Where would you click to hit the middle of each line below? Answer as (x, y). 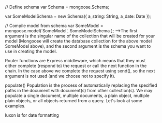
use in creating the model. (31, 51)
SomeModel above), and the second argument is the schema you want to (78, 46)
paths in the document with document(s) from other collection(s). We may (79, 90)
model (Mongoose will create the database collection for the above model (79, 41)
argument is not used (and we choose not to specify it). (60, 76)
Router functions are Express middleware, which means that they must (75, 61)
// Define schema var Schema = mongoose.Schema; (57, 7)
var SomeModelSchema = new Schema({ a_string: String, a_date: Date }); (78, 16)
